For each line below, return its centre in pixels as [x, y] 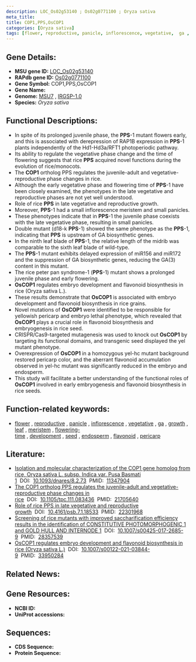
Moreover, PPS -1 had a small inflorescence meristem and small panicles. [102, 210]
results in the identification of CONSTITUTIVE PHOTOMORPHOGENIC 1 [100, 524]
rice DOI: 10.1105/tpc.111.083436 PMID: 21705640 [76, 499]
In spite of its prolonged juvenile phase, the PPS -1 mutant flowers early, [101, 135]
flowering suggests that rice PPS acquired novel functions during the [98, 160]
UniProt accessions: [40, 614]
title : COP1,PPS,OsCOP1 [35, 22]
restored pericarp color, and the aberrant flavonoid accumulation [92, 359]
